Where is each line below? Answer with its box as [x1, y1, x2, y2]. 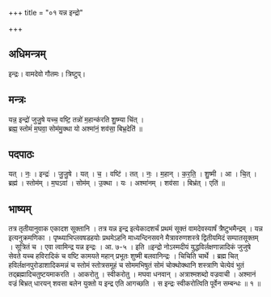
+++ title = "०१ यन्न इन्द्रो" [8, 8, 83, 17]
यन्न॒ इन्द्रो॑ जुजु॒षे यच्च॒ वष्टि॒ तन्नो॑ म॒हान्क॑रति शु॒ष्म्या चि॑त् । [8, 114, 144, 124]
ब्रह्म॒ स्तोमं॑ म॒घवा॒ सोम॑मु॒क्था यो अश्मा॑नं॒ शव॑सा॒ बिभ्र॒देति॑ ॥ [8, 123, 143, 133]
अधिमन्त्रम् [8, 47, 46, 61]
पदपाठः [8, 148, 35, 161]
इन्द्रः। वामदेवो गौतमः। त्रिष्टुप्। [8, 69, 87, 79]
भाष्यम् [8, 202, 32, 216]
